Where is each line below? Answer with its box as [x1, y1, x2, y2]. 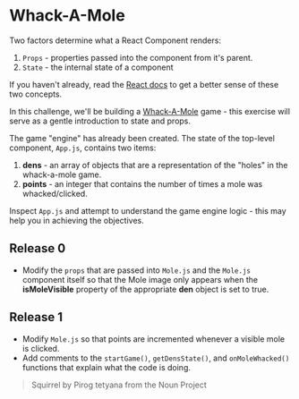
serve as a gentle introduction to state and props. [9, 115, 191, 126]
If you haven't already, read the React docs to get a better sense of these [9, 79, 279, 89]
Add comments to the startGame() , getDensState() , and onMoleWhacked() [21, 352, 290, 363]
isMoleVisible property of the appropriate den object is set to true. [21, 284, 269, 294]
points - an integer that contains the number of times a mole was [21, 178, 263, 189]
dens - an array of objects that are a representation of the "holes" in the [21, 159, 288, 170]
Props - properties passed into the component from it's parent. [21, 52, 253, 63]
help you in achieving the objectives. [9, 215, 145, 225]
